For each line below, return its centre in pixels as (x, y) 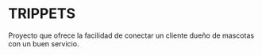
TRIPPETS (42, 14)
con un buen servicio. (44, 43)
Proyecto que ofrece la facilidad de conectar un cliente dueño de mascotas (131, 35)
